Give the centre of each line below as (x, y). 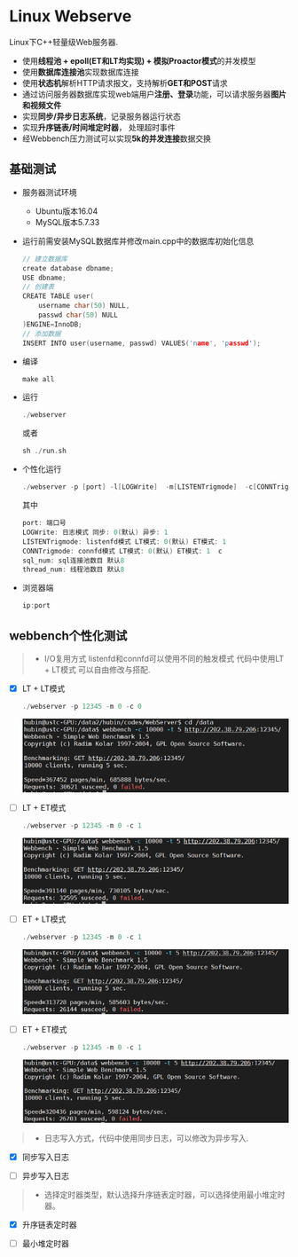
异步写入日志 (45, 1175)
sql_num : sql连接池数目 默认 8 (73, 561)
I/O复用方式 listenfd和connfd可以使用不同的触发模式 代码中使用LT (164, 658)
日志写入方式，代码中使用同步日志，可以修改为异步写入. (146, 1138)
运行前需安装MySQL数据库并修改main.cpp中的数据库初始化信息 (138, 240)
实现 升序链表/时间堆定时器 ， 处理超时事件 (98, 127)
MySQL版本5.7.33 (67, 222)
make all (38, 379)
